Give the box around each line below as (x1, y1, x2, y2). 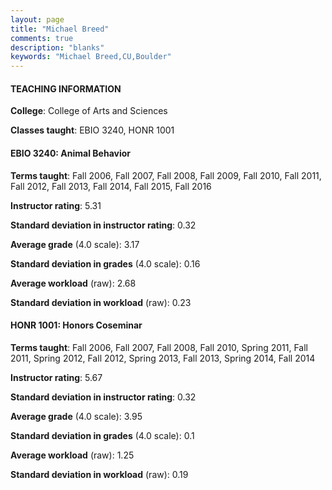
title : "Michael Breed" (10, 24, 110, 34)
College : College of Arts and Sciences (10, 105, 168, 117)
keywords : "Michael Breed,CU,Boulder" (10, 52, 172, 62)
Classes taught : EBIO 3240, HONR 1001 (10, 124, 175, 136)
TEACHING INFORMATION (10, 82, 122, 95)
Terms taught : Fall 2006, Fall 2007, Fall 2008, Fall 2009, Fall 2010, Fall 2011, (10, 169, 322, 181)
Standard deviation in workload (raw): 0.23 (10, 296, 192, 308)
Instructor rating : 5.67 (10, 371, 103, 383)
